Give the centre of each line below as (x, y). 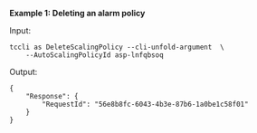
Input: (20, 30)
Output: (24, 72)
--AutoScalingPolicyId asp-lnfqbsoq (95, 55)
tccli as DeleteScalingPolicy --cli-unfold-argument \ (117, 47)
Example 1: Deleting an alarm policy (77, 13)
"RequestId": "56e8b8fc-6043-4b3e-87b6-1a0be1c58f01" (145, 104)
